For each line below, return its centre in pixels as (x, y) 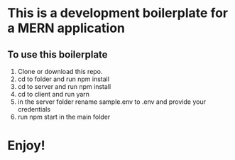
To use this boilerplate (58, 54)
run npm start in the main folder (64, 117)
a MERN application (66, 28)
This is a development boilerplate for (118, 13)
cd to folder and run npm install (64, 79)
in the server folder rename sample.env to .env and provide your (111, 102)
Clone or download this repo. (60, 71)
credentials (34, 109)
